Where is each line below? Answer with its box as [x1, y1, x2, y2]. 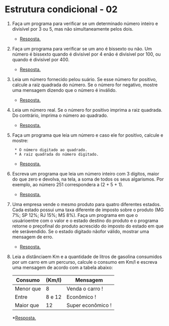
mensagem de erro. [12, 234, 54, 240]
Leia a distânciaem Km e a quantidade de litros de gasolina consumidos [12, 254, 162, 260]
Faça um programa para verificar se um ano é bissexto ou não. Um [12, 45, 152, 52]
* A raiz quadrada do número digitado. [14, 152, 99, 157]
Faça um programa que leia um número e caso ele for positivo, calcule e [12, 132, 163, 138]
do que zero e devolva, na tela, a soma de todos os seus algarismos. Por [12, 176, 164, 182]
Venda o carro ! [66, 285, 104, 292]
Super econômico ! [66, 302, 112, 309]
